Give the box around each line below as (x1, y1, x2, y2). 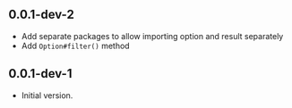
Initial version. (21, 89, 73, 101)
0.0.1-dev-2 (8, 7, 75, 22)
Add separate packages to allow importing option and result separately (21, 30, 284, 41)
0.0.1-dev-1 (8, 66, 73, 81)
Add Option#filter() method (21, 40, 131, 51)
